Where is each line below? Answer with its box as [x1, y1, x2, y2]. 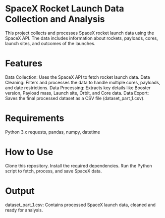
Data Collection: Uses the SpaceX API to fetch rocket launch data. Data [5, 74, 150, 80]
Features [5, 58, 43, 69]
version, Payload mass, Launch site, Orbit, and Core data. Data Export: [5, 90, 149, 96]
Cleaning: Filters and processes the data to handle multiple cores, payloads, [5, 79, 161, 85]
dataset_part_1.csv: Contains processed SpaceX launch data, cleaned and [5, 202, 156, 208]
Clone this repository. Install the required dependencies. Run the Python [5, 163, 152, 168]
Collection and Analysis [5, 13, 105, 25]
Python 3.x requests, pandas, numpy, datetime [5, 129, 101, 135]
